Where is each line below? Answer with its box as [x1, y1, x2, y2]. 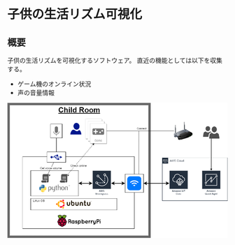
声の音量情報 [17, 89, 55, 96]
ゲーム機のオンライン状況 [17, 80, 92, 88]
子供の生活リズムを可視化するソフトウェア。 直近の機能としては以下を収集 [7, 57, 222, 64]
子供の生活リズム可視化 [7, 6, 143, 22]
